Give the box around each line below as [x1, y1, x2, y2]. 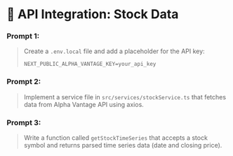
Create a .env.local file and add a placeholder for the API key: [23, 47, 205, 55]
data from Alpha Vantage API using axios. [23, 100, 145, 108]
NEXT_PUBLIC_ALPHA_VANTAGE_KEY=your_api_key [23, 61, 157, 68]
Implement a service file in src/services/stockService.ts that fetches [23, 92, 226, 101]
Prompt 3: [6, 118, 41, 127]
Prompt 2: [6, 77, 41, 87]
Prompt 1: [6, 31, 40, 41]
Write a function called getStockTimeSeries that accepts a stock [23, 134, 208, 142]
